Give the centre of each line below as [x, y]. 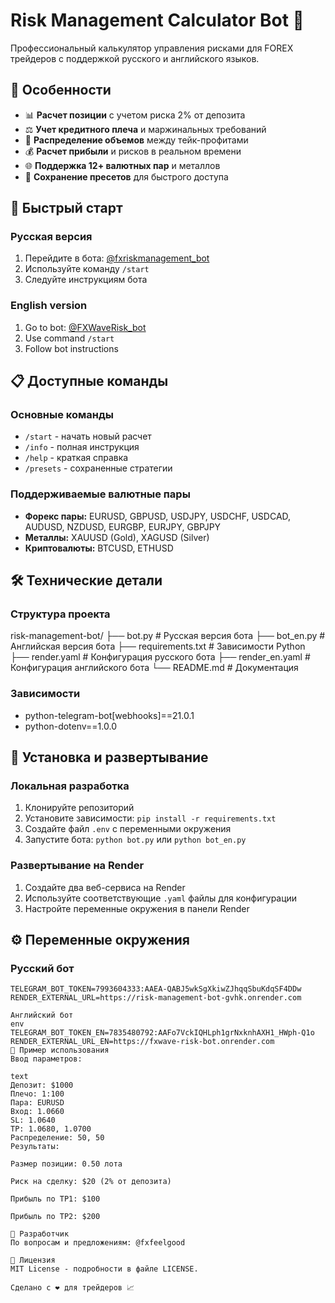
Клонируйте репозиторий [79, 808]
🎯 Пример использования [60, 1050]
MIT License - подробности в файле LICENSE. [104, 1269]
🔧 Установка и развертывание [109, 757]
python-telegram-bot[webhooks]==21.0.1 [109, 715]
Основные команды [62, 415]
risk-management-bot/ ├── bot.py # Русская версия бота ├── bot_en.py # [168, 636]
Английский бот [42, 1015]
